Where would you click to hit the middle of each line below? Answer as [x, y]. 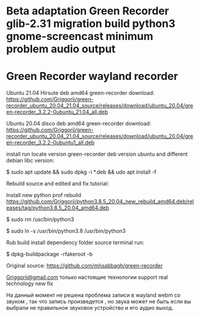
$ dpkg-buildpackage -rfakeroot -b [50, 254]
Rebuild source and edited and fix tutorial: [58, 184]
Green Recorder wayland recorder [92, 76]
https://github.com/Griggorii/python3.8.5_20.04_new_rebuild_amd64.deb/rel [100, 202]
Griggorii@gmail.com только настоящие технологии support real [87, 277]
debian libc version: [30, 161]
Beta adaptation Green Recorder [87, 11]
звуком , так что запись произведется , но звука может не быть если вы [99, 301]
